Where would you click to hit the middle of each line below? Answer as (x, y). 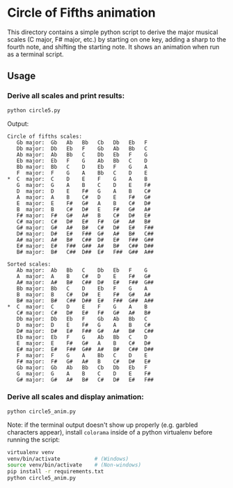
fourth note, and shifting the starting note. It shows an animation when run (113, 47)
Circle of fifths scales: (45, 136)
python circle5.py (34, 110)
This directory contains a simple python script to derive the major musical (113, 32)
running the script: (34, 439)
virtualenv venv (31, 452)
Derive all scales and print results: (66, 96)
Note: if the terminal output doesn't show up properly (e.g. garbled (103, 425)
